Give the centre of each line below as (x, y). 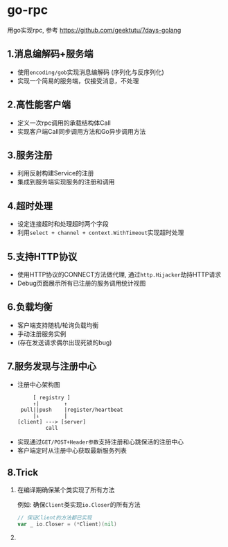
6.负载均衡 (30, 307)
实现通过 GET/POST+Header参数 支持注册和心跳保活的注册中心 (100, 442)
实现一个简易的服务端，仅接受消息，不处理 (78, 80)
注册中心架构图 (38, 384)
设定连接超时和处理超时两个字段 (63, 224)
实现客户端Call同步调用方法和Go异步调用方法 (81, 131)
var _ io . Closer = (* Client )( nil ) (67, 524)
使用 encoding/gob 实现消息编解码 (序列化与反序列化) (90, 72)
